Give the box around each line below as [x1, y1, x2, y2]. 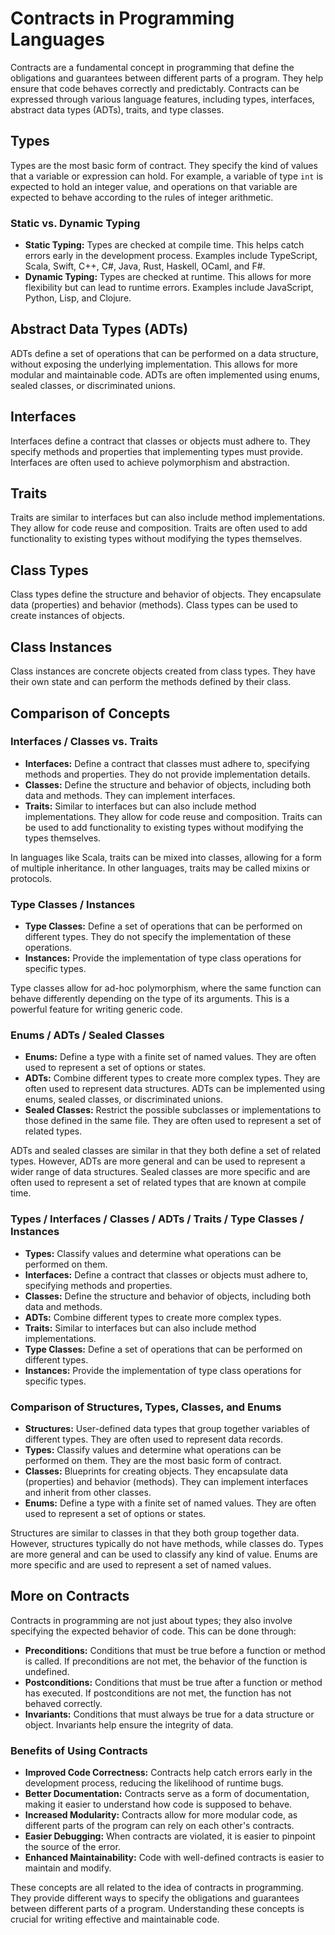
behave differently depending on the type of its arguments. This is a [10, 993, 290, 1005]
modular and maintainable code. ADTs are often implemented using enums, [10, 368, 321, 381]
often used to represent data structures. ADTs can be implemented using [24, 1083, 326, 1095]
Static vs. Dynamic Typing [10, 216, 141, 230]
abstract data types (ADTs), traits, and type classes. [10, 103, 225, 116]
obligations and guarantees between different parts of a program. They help [10, 72, 324, 84]
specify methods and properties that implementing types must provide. [10, 445, 303, 457]
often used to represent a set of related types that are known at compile [10, 1177, 307, 1189]
